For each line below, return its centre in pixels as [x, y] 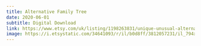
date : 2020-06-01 [28, 17]
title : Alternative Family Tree [46, 12]
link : [13, 28]
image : [14, 34]
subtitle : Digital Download [41, 23]
